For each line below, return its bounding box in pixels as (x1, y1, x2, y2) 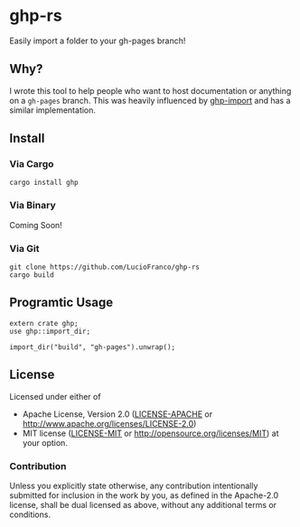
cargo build (9, 271, 54, 280)
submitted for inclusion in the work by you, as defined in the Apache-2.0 (9, 489, 278, 501)
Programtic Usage (9, 295, 114, 310)
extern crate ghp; (9, 319, 79, 328)
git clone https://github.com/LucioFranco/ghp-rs (9, 263, 201, 272)
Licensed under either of (9, 391, 101, 402)
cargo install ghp (9, 178, 79, 188)
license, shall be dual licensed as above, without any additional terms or (9, 499, 277, 510)
